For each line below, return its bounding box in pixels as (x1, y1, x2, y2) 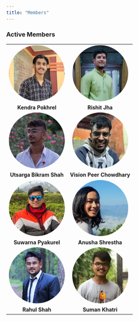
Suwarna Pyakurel (13, 239, 61, 246)
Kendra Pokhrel (17, 103, 57, 111)
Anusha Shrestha (78, 239, 122, 246)
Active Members (6, 30, 55, 38)
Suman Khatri (82, 306, 118, 313)
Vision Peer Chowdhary (70, 171, 131, 179)
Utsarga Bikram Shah (10, 171, 64, 179)
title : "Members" (6, 10, 50, 16)
